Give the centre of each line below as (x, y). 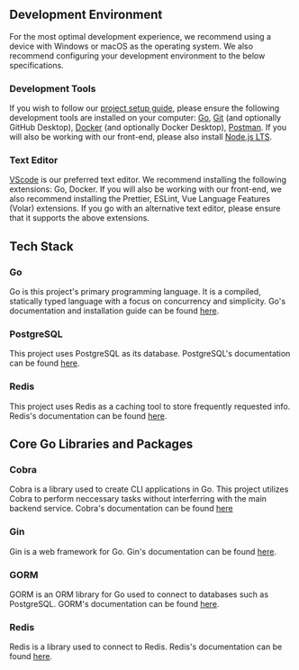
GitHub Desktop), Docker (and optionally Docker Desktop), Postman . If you (148, 127)
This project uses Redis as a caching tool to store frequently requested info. (150, 406)
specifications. (37, 65)
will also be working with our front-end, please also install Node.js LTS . (141, 137)
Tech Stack (41, 246)
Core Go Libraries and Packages (101, 444)
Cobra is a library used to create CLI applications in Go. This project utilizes (149, 489)
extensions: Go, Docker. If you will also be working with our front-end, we (145, 189)
